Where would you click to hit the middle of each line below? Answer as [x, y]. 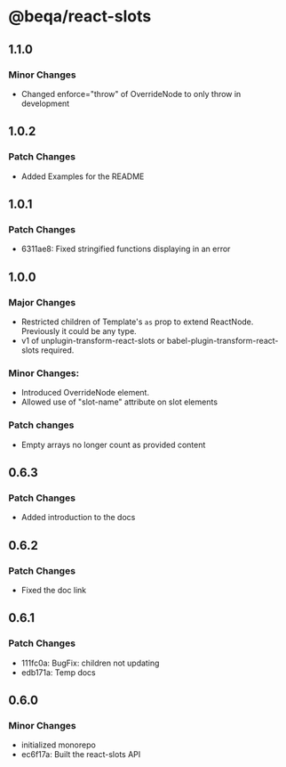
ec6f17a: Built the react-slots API [81, 755]
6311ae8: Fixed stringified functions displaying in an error [126, 249]
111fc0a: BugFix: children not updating [90, 663]
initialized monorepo [59, 745]
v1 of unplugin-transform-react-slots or [93, 340]
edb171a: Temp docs [59, 672]
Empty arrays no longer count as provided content [113, 445]
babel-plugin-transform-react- [222, 340]
